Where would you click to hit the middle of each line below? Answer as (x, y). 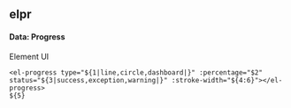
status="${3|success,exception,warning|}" (88, 80)
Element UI (29, 56)
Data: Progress (37, 36)
